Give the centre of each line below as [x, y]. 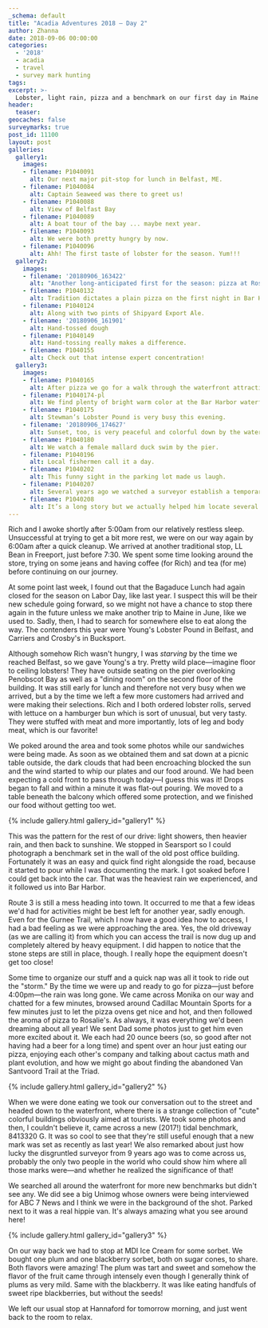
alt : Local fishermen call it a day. [92, 462]
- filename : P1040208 [58, 499]
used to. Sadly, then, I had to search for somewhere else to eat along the [128, 622]
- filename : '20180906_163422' [75, 276]
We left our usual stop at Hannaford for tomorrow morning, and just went [128, 1309]
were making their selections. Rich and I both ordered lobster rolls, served [130, 705]
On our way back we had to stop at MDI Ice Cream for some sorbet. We [126, 1251]
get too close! [31, 962]
